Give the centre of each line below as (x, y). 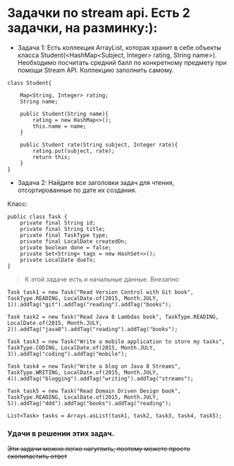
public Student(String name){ (64, 114)
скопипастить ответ (37, 456)
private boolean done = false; (66, 247)
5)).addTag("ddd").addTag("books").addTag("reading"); (90, 403)
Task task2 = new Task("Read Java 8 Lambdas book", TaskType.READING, (113, 317)
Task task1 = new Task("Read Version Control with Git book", (100, 292)
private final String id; (58, 223)
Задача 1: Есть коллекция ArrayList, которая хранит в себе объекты (119, 47)
